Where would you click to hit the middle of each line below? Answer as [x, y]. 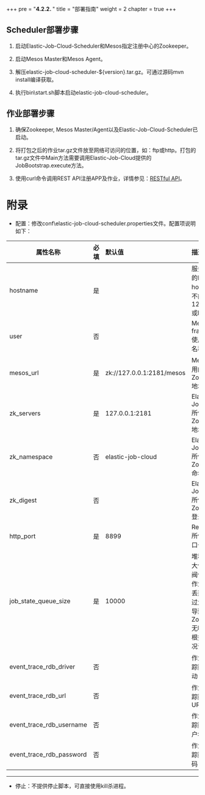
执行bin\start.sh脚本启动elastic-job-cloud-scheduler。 [83, 92]
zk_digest [23, 500]
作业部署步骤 [31, 114]
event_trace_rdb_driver [42, 666]
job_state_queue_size [40, 601]
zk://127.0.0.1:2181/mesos [146, 372]
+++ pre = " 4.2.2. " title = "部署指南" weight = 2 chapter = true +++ [91, 9]
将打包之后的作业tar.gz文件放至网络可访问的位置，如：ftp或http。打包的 [106, 150]
